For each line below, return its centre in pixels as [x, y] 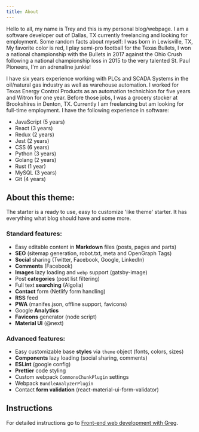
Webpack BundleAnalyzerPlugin [54, 384]
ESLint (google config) [43, 364]
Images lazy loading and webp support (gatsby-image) [81, 272]
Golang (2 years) [36, 160]
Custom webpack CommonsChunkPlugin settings [72, 377]
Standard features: [34, 234]
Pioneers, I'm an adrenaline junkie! [49, 67]
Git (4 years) [30, 179]
